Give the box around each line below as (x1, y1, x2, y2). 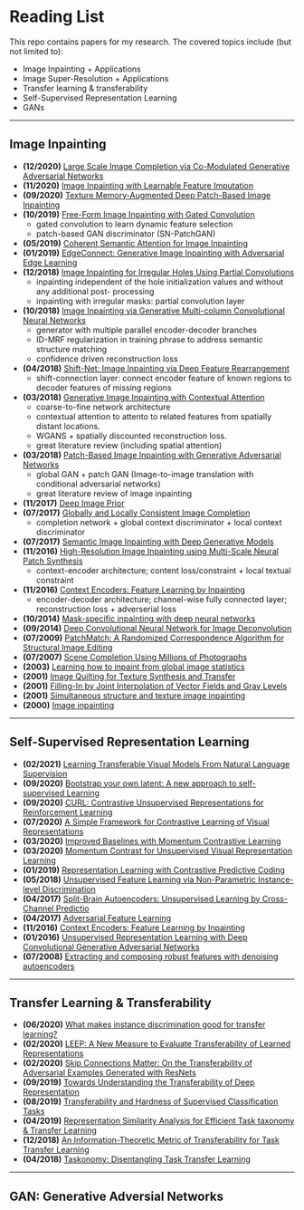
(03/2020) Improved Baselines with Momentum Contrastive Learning (22, 835, 282, 846)
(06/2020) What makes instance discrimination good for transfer (22, 1019, 266, 1030)
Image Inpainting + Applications (22, 63, 142, 74)
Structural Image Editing (22, 641, 113, 653)
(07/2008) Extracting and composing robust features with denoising (22, 951, 279, 962)
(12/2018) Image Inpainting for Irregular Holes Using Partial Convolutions (22, 266, 295, 277)
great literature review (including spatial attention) (35, 439, 223, 450)
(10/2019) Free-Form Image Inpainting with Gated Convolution (22, 208, 255, 219)
